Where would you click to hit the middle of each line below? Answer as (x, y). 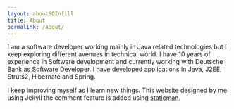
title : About (26, 20)
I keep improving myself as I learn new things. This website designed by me (117, 90)
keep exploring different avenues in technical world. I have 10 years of (109, 54)
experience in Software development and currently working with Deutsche (115, 62)
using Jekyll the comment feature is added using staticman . (94, 98)
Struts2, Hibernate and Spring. (52, 77)
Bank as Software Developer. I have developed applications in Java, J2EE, (115, 69)
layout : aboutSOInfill (41, 14)
